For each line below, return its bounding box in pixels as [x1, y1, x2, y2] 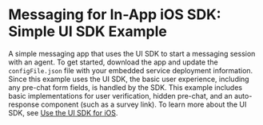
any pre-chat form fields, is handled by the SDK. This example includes [8, 82, 242, 92]
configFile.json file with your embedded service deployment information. [8, 65, 253, 75]
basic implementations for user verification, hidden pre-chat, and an [8, 91, 233, 100]
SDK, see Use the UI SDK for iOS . [8, 107, 118, 117]
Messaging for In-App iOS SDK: [8, 6, 221, 24]
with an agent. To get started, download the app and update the [8, 57, 218, 67]
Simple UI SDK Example [8, 22, 168, 41]
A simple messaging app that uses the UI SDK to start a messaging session [8, 49, 256, 58]
